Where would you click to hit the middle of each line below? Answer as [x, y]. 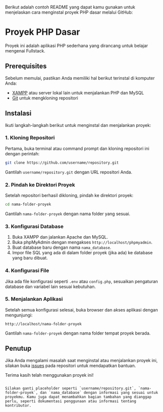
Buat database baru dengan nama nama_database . [61, 247]
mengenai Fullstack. [25, 50]
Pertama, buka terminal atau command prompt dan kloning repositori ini [77, 148]
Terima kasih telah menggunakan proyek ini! [49, 375]
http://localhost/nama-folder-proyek [43, 324]
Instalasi [18, 113]
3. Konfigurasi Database [34, 226]
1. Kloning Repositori [30, 138]
